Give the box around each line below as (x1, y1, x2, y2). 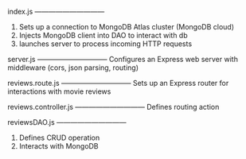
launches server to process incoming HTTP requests (18, 39, 193, 48)
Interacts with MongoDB (18, 142, 99, 150)
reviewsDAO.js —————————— (7, 118, 127, 126)
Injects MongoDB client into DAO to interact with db (18, 31, 188, 40)
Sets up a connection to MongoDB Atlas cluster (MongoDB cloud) (18, 22, 234, 31)
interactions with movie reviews (7, 87, 111, 96)
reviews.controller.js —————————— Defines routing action (7, 103, 220, 111)
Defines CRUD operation (18, 133, 100, 142)
